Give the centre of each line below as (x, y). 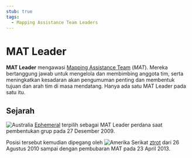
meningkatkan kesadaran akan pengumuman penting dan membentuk (90, 80)
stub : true (19, 11)
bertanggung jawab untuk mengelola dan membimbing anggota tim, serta (95, 74)
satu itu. (16, 92)
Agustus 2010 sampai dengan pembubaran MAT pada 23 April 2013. (88, 149)
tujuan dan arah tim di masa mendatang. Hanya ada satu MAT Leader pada (96, 86)
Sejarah (20, 111)
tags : (13, 17)
